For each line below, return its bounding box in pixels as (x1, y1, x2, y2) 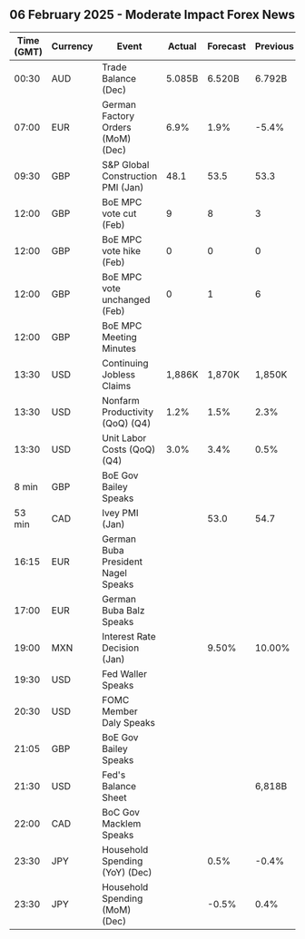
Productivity (101, 406, 154, 418)
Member (101, 705, 138, 718)
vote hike (101, 244, 141, 257)
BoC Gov (101, 806, 141, 818)
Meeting (101, 330, 138, 343)
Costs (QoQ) (101, 443, 156, 455)
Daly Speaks (101, 716, 156, 729)
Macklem (101, 817, 142, 829)
